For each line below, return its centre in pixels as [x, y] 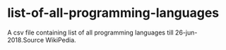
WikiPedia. [61, 39]
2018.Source [26, 39]
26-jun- [186, 32]
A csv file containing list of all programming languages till [91, 32]
